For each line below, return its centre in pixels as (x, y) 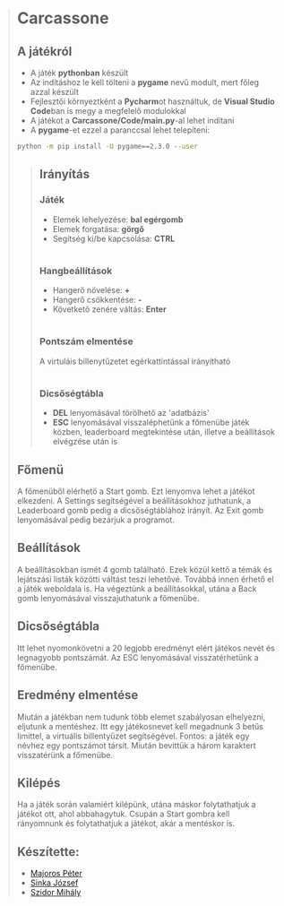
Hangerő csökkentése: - (97, 300)
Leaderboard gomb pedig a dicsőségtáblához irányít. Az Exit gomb (140, 511)
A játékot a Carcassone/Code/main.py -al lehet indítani (132, 121)
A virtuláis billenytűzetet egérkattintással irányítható (135, 361)
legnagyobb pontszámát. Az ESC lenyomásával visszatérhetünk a (138, 657)
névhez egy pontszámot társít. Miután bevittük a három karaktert (136, 745)
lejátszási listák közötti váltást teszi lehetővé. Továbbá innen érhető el (145, 579)
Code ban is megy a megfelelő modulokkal (108, 111)
